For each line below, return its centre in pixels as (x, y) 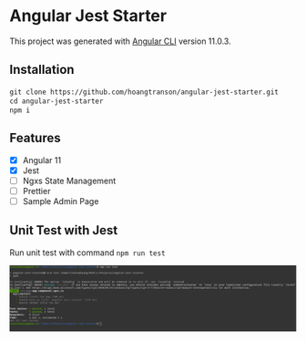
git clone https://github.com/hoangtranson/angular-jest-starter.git (144, 92)
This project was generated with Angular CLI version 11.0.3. (120, 41)
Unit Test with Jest (64, 230)
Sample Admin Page (61, 201)
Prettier (36, 191)
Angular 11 (42, 160)
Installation (42, 70)
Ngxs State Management (69, 181)
